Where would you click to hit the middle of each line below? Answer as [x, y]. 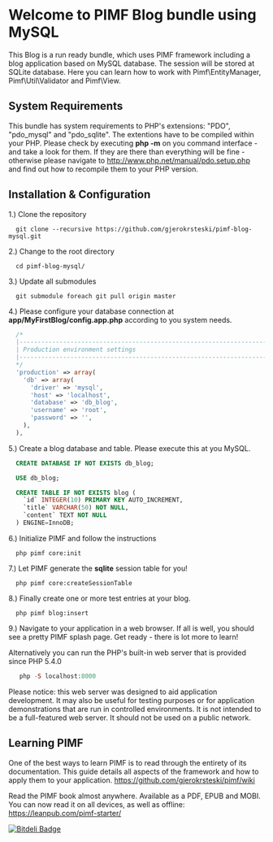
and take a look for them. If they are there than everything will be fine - [127, 151]
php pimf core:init [49, 553]
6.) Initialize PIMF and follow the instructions [82, 538]
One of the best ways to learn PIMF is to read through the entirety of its [128, 762]
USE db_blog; [38, 478]
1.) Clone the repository [48, 214]
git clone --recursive [54, 229]
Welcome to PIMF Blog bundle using [132, 15]
